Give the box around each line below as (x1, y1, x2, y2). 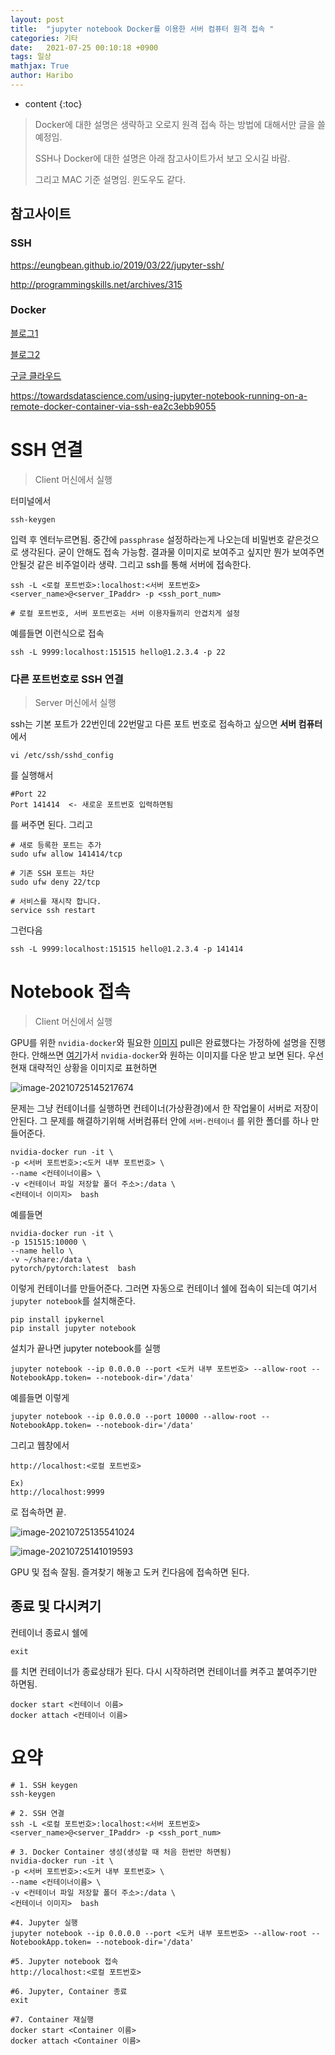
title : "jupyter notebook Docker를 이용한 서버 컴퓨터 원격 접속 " (10, 24, 275, 34)
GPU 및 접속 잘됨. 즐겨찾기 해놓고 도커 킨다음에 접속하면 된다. (10, 1566, 250, 1578)
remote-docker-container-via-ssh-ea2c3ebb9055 (10, 400, 217, 412)
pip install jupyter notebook (10, 1324, 137, 1334)
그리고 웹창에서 (10, 1439, 70, 1451)
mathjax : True (10, 61, 70, 71)
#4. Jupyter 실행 (10, 1917, 78, 1928)
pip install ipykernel (10, 1315, 105, 1325)
